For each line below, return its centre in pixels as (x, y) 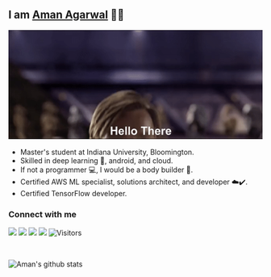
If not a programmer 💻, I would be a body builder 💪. (106, 170)
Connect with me (42, 214)
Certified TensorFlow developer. (73, 193)
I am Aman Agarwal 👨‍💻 (67, 15)
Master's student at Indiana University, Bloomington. (107, 152)
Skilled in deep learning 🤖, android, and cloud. (96, 160)
